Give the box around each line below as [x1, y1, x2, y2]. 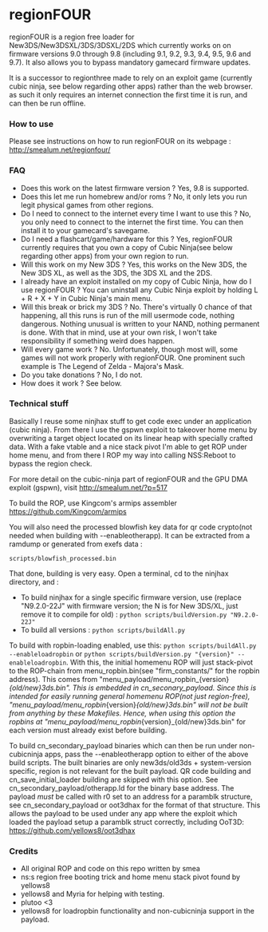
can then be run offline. [9, 98, 86, 108]
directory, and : [9, 577, 59, 586]
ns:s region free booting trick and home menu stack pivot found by [20, 872, 241, 882]
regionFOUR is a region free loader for [9, 32, 135, 42]
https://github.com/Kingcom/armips [9, 506, 127, 516]
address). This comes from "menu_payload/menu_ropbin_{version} [9, 674, 230, 684]
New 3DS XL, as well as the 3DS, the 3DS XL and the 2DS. [20, 268, 213, 277]
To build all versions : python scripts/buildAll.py [20, 625, 186, 634]
